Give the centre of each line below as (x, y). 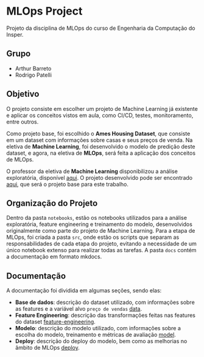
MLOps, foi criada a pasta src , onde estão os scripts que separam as (93, 237)
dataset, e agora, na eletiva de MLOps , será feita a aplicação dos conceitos (101, 153)
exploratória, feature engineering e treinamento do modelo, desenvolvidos (100, 224)
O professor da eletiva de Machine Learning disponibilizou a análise (92, 171)
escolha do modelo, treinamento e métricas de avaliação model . (96, 335)
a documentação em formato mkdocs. (54, 256)
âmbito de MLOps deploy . (47, 348)
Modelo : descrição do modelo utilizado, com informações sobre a (98, 328)
